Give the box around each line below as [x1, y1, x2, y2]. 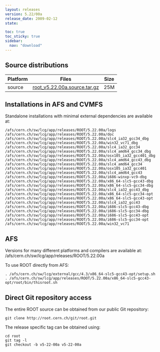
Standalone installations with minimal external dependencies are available [5, 113, 153, 119]
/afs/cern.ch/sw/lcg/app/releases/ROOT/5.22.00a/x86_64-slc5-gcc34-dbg [5, 183, 153, 188]
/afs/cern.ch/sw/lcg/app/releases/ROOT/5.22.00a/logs [5, 128, 117, 133]
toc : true [5, 30, 25, 35]
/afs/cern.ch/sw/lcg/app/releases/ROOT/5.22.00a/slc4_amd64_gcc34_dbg [5, 149, 151, 154]
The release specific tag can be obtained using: [5, 324, 101, 330]
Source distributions [5, 61, 69, 70]
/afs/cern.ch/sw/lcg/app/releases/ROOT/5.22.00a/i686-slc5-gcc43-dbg [5, 204, 149, 209]
